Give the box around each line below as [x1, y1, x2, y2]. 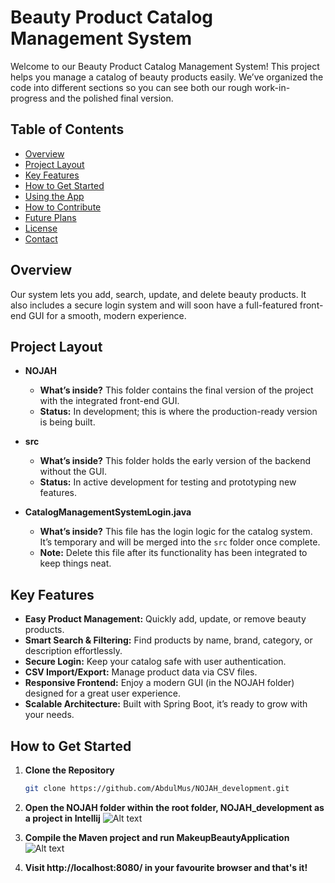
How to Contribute [24, 201, 102, 213]
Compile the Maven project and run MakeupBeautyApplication [24, 831, 290, 843]
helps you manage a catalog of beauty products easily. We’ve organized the [10, 71, 324, 83]
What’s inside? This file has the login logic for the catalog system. [39, 526, 313, 538]
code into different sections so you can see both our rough [10, 81, 253, 93]
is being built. [39, 416, 96, 428]
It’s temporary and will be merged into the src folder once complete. [39, 536, 321, 548]
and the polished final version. [49, 92, 174, 104]
